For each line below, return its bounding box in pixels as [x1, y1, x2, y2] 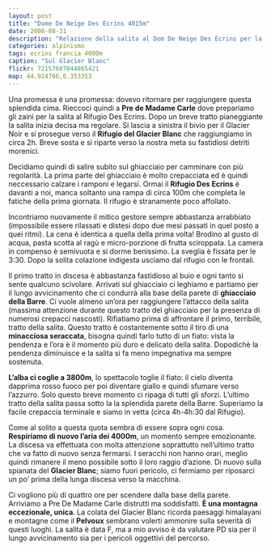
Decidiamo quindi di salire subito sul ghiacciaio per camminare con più [8, 161, 244, 171]
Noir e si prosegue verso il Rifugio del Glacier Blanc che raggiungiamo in [8, 129, 252, 139]
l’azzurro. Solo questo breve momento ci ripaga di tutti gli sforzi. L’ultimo [8, 390, 249, 399]
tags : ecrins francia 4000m [8, 49, 104, 58]
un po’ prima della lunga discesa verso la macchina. [8, 474, 181, 484]
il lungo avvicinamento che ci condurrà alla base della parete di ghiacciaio [8, 288, 256, 297]
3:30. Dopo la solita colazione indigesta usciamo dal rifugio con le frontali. [8, 254, 256, 264]
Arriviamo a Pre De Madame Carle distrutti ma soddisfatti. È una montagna [8, 498, 258, 508]
